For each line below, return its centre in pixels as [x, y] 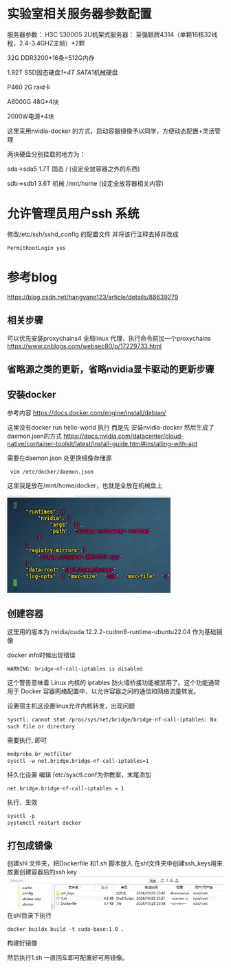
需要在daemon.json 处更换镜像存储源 [59, 458]
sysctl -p [21, 816]
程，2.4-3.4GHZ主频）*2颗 [46, 43]
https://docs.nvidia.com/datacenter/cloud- [123, 436]
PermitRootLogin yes [37, 248]
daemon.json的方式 [35, 436]
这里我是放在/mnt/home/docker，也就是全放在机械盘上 [85, 485]
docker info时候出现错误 [41, 655]
